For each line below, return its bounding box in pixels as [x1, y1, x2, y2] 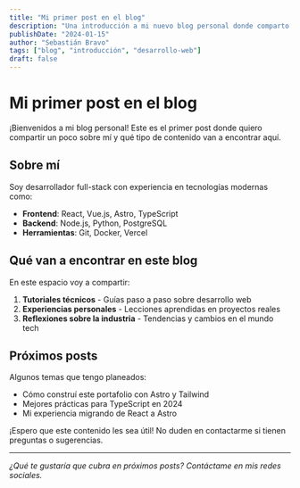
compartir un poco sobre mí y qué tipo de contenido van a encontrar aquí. [9, 131, 281, 143]
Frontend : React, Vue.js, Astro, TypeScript [21, 208, 179, 219]
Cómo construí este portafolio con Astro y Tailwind [21, 389, 210, 400]
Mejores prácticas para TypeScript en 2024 [21, 399, 183, 409]
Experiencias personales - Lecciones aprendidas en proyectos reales [21, 303, 281, 314]
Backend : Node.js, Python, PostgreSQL [21, 218, 168, 228]
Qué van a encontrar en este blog [9, 253, 198, 269]
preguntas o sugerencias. [9, 434, 104, 446]
